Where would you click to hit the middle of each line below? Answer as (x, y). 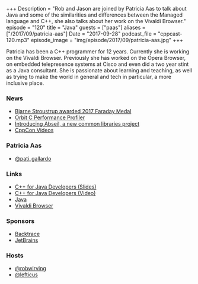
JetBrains (26, 240)
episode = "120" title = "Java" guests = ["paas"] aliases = (76, 27)
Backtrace (27, 234)
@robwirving (30, 269)
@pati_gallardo (33, 158)
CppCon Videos (34, 130)
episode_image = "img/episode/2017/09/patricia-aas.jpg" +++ (107, 40)
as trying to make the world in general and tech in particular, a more (89, 77)
